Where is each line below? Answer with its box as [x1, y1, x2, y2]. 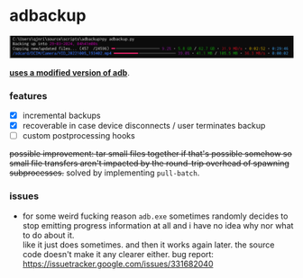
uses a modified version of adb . [9, 67, 131, 77]
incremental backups [22, 110, 101, 121]
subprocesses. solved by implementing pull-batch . [9, 167, 200, 178]
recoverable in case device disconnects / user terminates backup [22, 121, 266, 131]
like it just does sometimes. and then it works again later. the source [22, 239, 275, 250]
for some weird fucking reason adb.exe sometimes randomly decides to [22, 211, 289, 221]
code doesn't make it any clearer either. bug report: [22, 248, 215, 259]
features [9, 89, 48, 102]
